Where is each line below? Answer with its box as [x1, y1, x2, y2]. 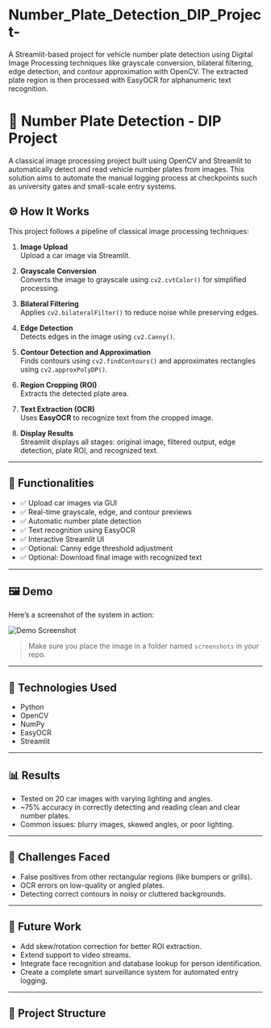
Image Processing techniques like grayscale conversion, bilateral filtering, [8, 58, 254, 68]
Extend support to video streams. [19, 950, 131, 959]
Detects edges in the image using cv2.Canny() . [19, 331, 176, 341]
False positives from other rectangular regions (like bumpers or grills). [19, 872, 252, 881]
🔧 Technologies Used [8, 680, 117, 694]
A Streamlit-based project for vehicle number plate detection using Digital [8, 49, 253, 59]
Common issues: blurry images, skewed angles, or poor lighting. [19, 819, 235, 829]
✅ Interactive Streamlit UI [19, 534, 105, 543]
